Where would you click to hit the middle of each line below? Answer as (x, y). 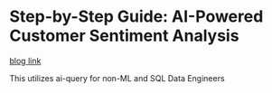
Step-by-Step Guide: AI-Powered (136, 17)
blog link (25, 60)
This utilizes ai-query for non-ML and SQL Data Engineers (117, 78)
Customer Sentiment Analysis (124, 36)
